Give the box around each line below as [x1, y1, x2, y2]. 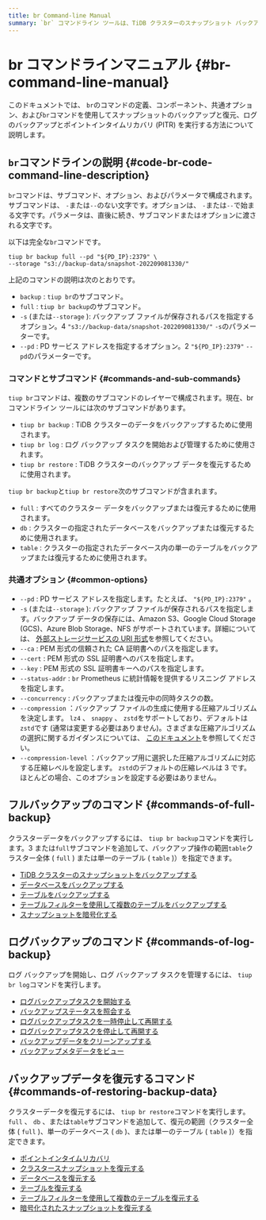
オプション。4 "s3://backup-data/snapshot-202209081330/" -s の [19, 322, 230, 331]
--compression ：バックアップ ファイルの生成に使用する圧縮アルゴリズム [19, 703, 257, 712]
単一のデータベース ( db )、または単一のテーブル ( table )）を [47, 1127, 246, 1137]
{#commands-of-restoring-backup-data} [8, 1085, 218, 1098]
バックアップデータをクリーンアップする [19, 1037, 152, 1046]
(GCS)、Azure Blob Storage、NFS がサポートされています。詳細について [19, 624, 257, 633]
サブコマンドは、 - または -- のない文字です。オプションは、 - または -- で [8, 200, 241, 210]
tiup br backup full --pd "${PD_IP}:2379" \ [8, 253, 158, 261]
